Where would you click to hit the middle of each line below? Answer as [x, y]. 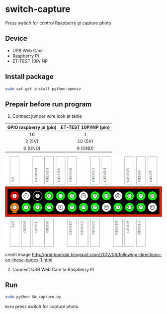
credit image [18, 254]
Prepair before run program [48, 104]
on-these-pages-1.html [29, 260]
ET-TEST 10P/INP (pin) [85, 127]
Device [16, 39]
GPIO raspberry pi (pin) [32, 127]
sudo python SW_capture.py [33, 297]
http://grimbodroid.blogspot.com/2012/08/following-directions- [97, 254]
